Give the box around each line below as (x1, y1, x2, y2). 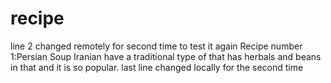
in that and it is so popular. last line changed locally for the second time (10, 61, 304, 73)
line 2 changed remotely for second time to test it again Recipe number (10, 40, 303, 52)
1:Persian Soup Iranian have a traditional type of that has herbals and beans (10, 50, 322, 62)
